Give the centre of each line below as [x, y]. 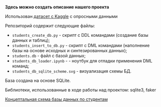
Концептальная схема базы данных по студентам [56, 99]
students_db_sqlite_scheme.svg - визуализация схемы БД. [72, 71]
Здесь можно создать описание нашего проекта [57, 7]
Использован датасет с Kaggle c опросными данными [61, 16]
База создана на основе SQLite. [38, 80]
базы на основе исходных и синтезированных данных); [70, 51]
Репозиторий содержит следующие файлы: [50, 26]
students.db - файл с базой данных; [49, 56]
